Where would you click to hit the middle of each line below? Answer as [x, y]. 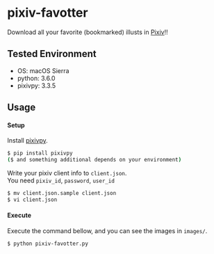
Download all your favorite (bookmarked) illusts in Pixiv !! [88, 32]
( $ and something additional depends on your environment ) [94, 160]
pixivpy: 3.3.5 [36, 86]
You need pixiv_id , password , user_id [61, 181]
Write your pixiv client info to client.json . [67, 173]
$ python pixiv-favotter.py [48, 244]
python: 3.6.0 [36, 78]
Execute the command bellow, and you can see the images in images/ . [107, 231]
